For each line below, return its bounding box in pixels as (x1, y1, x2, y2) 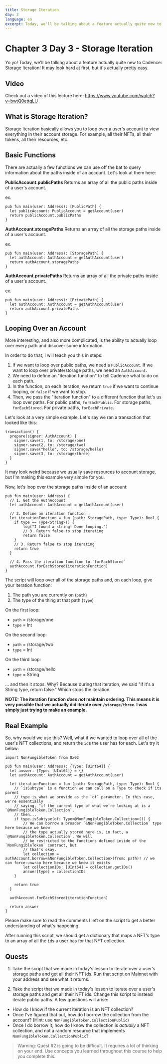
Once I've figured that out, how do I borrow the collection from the (12, 1012, 149, 1018)
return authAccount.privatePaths (9, 306, 79, 311)
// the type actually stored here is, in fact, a (23, 830, 128, 835)
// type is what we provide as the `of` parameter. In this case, (14, 795, 155, 800)
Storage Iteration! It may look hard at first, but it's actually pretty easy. (5, 65, 149, 71)
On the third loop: (5, 657, 41, 663)
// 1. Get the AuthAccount (9, 498, 66, 503)
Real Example (5, 721, 48, 730)
